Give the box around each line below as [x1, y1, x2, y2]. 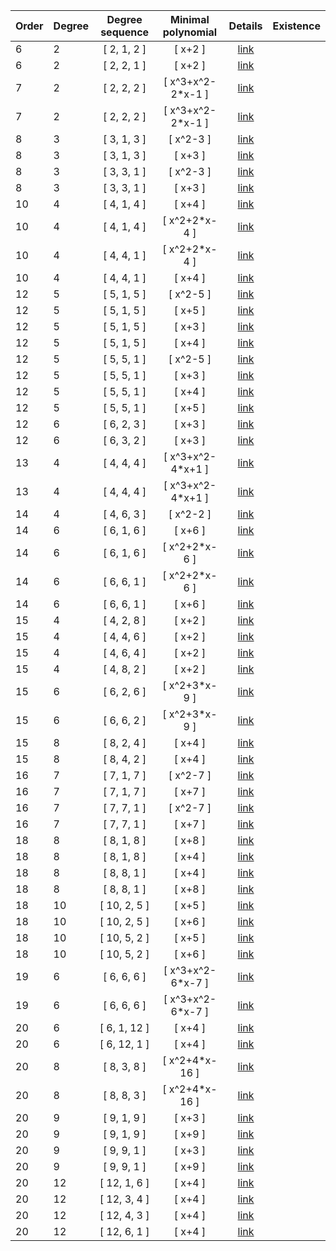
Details [228, 19, 263, 33]
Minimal [170, 13, 210, 26]
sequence [100, 25, 150, 39]
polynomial [162, 25, 218, 39]
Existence [272, 19, 321, 33]
